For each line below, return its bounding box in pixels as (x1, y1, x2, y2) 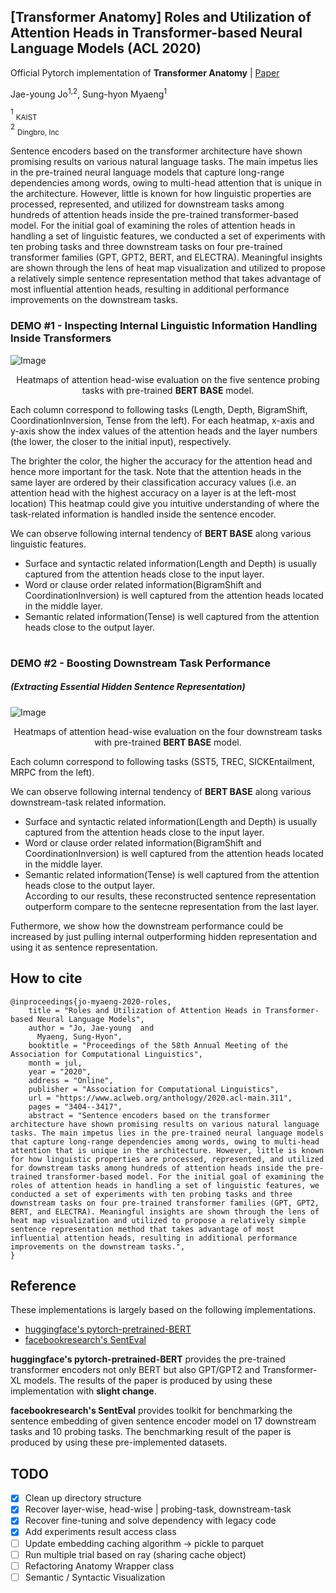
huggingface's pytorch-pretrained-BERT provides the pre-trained (10, 1353, 286, 1365)
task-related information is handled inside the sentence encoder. (10, 508, 277, 520)
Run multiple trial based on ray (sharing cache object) (24, 1548, 247, 1560)
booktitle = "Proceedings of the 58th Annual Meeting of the (28, 1040, 288, 1050)
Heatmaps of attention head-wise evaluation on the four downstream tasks (13, 725, 323, 737)
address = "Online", (28, 1075, 114, 1085)
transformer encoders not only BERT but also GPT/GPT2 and (10, 1364, 261, 1376)
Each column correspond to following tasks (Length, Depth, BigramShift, (10, 403, 308, 415)
